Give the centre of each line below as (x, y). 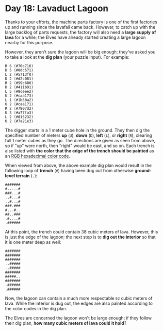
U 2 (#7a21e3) (19, 121)
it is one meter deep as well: (33, 242)
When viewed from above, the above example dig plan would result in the (78, 165)
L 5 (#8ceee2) (19, 91)
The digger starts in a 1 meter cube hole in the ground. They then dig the (77, 130)
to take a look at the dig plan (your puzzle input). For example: (67, 57)
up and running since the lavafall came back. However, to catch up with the (80, 27)
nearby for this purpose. (29, 42)
